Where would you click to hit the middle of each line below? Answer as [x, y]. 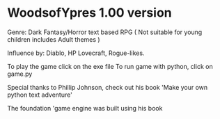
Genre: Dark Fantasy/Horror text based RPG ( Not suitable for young [105, 32]
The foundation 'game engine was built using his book [85, 108]
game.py [20, 74]
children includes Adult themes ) [54, 39]
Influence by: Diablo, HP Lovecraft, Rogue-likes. [76, 53]
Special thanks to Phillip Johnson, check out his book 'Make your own [108, 87]
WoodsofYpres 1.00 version [89, 13]
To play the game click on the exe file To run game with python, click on [110, 66]
